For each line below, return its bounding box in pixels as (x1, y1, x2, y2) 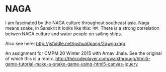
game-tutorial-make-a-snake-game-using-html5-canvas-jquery (5, 61, 138, 67)
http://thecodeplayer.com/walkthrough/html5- (55, 55, 151, 61)
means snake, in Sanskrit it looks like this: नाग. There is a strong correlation (5, 25, 159, 31)
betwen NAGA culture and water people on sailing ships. (5, 31, 122, 37)
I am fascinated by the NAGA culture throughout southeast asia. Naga (5, 20, 149, 26)
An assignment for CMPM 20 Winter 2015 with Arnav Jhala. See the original (5, 50, 162, 56)
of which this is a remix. (5, 55, 54, 61)
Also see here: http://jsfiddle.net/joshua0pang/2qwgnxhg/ (5, 40, 126, 46)
